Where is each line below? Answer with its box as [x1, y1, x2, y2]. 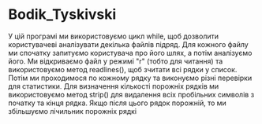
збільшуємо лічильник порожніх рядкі [8, 106, 137, 115]
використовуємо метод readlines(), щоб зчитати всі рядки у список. [8, 64, 238, 74]
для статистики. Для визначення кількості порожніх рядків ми [8, 81, 219, 91]
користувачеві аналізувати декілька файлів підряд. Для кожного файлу [8, 39, 249, 49]
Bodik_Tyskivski [8, 5, 117, 24]
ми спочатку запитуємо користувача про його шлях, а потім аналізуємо [8, 48, 253, 57]
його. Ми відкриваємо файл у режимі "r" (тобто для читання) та [8, 57, 223, 66]
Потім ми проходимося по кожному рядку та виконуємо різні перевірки [8, 73, 253, 82]
